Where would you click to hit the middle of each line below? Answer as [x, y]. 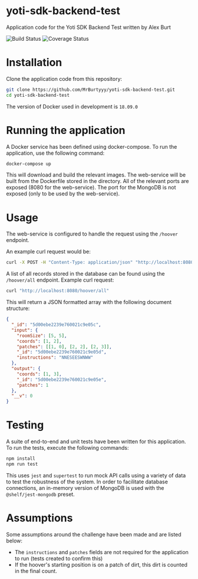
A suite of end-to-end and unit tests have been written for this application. [96, 441]
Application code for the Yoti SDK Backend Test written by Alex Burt [88, 27]
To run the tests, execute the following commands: [67, 448]
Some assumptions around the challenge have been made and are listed [94, 534]
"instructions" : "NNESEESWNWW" [55, 358]
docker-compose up [29, 163]
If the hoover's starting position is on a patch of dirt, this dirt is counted [101, 564]
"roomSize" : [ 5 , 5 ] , [42, 336]
